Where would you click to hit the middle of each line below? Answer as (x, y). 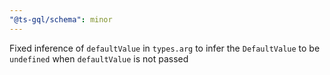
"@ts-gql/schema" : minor (61, 19)
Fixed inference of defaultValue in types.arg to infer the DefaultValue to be (165, 48)
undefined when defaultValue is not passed (99, 58)
